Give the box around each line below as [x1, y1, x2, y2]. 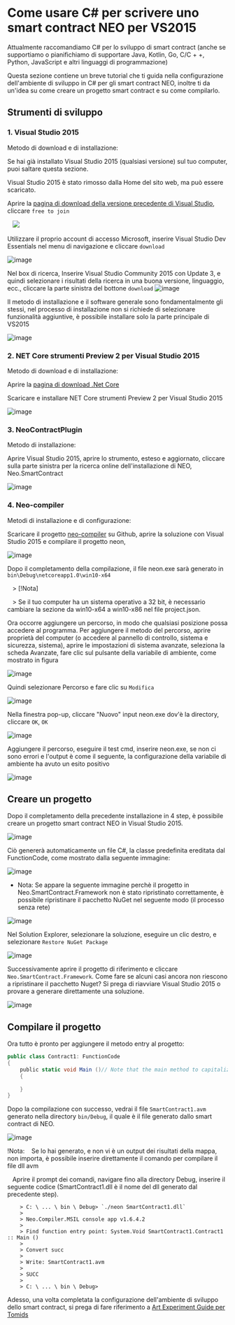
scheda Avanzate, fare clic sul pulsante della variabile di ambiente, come [7, 648, 217, 657]
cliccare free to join [7, 206, 70, 215]
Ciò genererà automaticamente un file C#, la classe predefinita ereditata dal [7, 846, 225, 855]
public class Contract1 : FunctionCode [7, 1053, 120, 1060]
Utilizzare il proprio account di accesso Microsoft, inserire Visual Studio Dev [7, 234, 226, 243]
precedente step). [7, 1190, 59, 1198]
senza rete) [17, 903, 50, 911]
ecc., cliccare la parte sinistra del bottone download [7, 283, 154, 292]
